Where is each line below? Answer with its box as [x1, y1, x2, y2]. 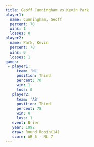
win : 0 [16, 111, 30, 116]
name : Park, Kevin [10, 40, 49, 45]
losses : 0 [10, 31, 30, 36]
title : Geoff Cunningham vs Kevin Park [5, 7, 89, 13]
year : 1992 [12, 125, 35, 130]
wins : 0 [10, 50, 26, 55]
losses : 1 [10, 54, 30, 60]
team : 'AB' [16, 96, 39, 102]
